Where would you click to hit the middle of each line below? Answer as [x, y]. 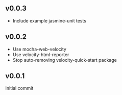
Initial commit [19, 88]
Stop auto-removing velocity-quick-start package [65, 60]
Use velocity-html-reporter [41, 54]
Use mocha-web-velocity [39, 49]
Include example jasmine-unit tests [50, 20]
